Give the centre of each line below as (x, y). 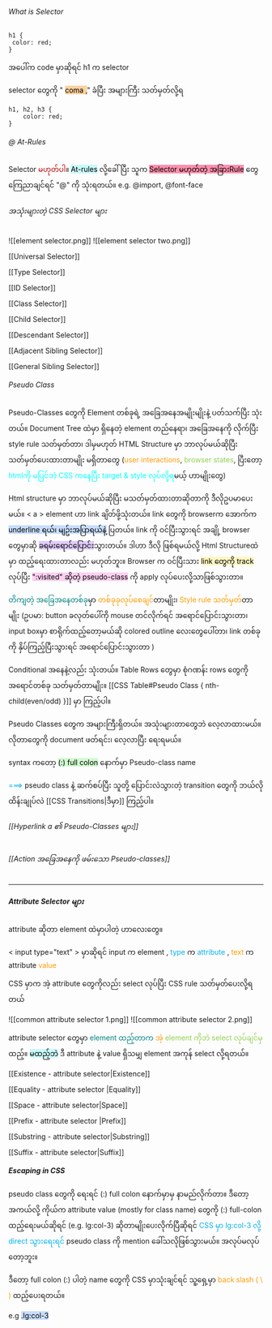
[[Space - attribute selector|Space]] (68, 1105)
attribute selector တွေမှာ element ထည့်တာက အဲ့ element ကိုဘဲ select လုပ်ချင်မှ (136, 1038)
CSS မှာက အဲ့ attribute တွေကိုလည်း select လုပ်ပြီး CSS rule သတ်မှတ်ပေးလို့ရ (131, 983)
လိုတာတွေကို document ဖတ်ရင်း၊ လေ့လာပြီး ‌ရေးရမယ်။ (95, 739)
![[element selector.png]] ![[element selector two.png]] (100, 240)
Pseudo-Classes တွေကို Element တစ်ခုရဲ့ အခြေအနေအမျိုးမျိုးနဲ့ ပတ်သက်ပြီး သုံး (135, 412)
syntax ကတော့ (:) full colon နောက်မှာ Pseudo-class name (102, 762)
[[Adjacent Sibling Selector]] (56, 350)
